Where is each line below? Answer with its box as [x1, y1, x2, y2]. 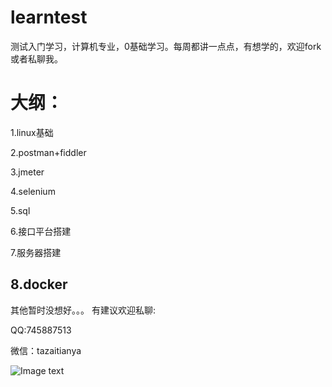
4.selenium [10, 185, 56, 197]
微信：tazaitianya [10, 344, 82, 356]
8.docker [10, 276, 68, 293]
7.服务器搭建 [10, 246, 62, 258]
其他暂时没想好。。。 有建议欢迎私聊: [10, 304, 156, 316]
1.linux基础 [10, 126, 54, 138]
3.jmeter [10, 166, 45, 178]
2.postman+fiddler [10, 146, 87, 158]
